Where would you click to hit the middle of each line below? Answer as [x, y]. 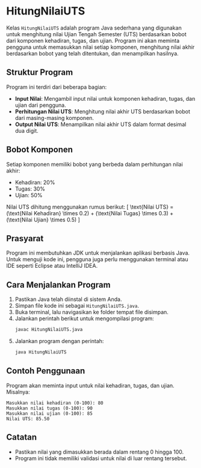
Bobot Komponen [40, 150]
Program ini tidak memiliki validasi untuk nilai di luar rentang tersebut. [101, 458]
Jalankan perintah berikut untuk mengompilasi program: [85, 318]
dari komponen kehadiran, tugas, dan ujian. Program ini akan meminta [93, 40]
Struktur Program [40, 73]
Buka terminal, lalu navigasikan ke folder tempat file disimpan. [91, 312]
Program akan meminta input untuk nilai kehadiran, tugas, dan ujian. [90, 385]
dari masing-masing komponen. [54, 118]
